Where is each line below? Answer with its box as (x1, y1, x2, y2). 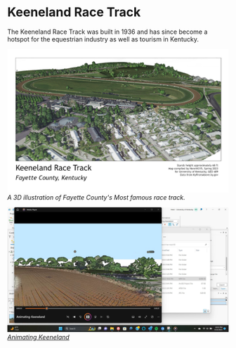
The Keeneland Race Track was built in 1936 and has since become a (7, 27, 208, 36)
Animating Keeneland (7, 333, 70, 341)
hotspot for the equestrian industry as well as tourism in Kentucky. (7, 34, 199, 43)
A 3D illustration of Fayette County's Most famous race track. (7, 193, 185, 202)
